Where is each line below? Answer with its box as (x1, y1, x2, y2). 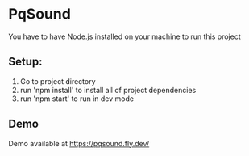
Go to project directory (19, 76, 96, 86)
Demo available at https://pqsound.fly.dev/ (8, 138, 150, 148)
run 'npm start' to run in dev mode (19, 94, 135, 103)
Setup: (8, 55, 43, 69)
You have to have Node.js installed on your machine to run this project (8, 32, 242, 41)
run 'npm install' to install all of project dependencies (19, 85, 197, 95)
